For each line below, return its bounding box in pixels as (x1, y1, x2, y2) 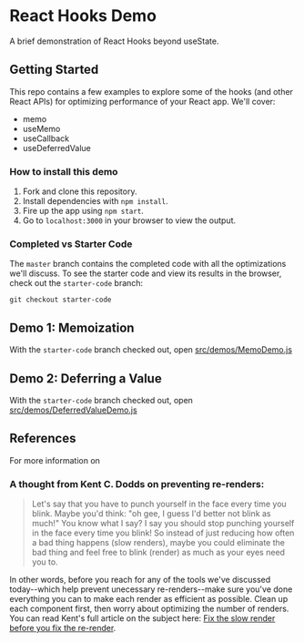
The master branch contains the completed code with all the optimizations (9, 259, 287, 270)
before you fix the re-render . (9, 623, 117, 634)
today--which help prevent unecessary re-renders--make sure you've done (9, 584, 293, 595)
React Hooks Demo (9, 5, 157, 26)
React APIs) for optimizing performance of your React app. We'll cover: (9, 96, 276, 107)
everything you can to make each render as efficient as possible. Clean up (9, 594, 289, 605)
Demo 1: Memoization (9, 320, 135, 335)
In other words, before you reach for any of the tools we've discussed (9, 575, 271, 586)
